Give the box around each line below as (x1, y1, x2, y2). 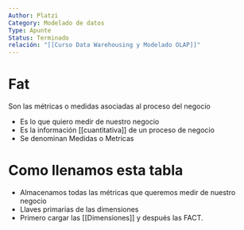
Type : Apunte (8, 26, 52, 34)
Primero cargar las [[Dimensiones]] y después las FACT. (19, 213, 204, 222)
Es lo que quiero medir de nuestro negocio (19, 117, 160, 127)
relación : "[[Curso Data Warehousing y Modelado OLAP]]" (8, 41, 201, 49)
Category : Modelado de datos (8, 19, 105, 27)
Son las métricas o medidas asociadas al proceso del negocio (8, 102, 211, 111)
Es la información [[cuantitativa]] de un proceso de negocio (19, 125, 215, 135)
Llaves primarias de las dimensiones (19, 205, 139, 214)
